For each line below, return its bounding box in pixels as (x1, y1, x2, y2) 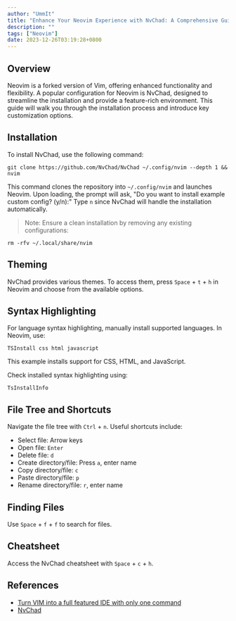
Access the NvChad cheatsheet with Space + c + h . (7, 559, 154, 567)
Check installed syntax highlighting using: (7, 371, 128, 379)
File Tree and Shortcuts (7, 403, 112, 415)
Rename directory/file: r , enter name (17, 481, 123, 489)
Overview (7, 63, 51, 75)
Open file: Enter (17, 444, 64, 452)
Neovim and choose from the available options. (7, 284, 144, 293)
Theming (7, 258, 48, 271)
